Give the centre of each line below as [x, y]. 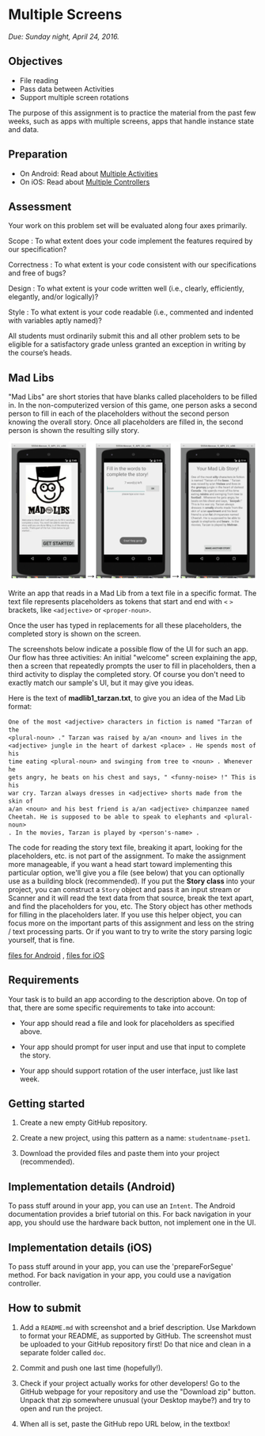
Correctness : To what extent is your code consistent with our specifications [132, 265]
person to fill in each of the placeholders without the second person [119, 414]
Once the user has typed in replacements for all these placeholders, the [125, 625]
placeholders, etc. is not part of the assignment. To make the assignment [127, 856]
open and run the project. [61, 1408]
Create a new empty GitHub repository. [83, 1123]
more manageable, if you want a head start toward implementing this [120, 864]
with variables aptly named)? [55, 321]
